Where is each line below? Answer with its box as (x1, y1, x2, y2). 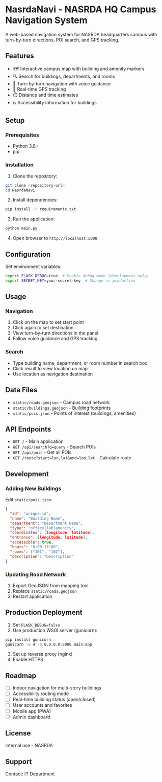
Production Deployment (5, 608, 83, 617)
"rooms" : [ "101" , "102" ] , (10, 549, 65, 554)
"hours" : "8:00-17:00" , (10, 545, 60, 550)
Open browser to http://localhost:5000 (12, 235, 98, 241)
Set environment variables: (5, 263, 62, 270)
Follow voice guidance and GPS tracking (12, 336, 98, 342)
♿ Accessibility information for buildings (12, 99, 97, 105)
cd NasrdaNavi (5, 188, 36, 193)
